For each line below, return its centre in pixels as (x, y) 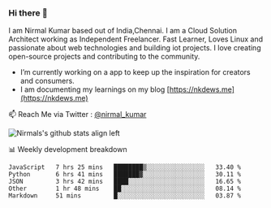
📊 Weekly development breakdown (68, 149)
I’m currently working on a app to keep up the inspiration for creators (135, 72)
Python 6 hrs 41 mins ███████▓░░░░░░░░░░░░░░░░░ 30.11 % (125, 175)
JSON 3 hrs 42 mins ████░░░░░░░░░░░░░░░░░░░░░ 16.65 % (125, 182)
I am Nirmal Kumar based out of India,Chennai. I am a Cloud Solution (123, 31)
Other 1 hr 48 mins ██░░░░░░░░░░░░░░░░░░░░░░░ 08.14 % (125, 189)
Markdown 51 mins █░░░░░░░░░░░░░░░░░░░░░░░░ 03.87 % (125, 196)
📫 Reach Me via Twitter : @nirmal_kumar (77, 115)
